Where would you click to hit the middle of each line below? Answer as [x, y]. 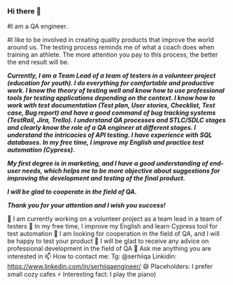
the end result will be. [38, 62]
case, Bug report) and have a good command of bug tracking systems [112, 113]
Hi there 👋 [24, 11]
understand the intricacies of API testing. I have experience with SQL [110, 135]
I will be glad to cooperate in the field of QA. [72, 192]
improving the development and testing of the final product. [96, 178]
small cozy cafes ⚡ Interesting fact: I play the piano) [82, 275]
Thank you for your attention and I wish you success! [86, 205]
